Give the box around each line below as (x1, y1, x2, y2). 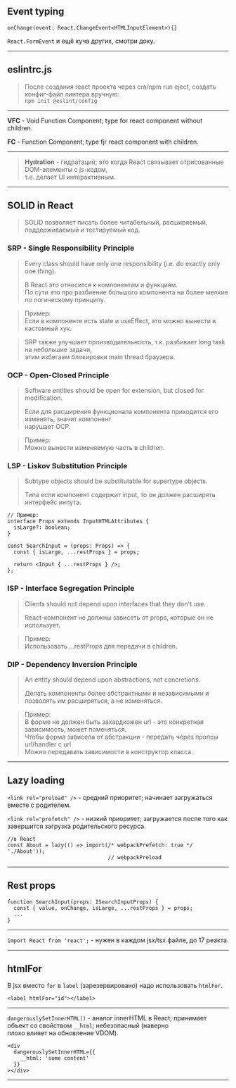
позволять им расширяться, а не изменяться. (24, 696, 163, 705)
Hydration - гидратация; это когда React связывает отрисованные (24, 158, 224, 166)
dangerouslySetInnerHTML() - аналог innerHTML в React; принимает (7, 1014, 207, 1023)
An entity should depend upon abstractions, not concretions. (24, 675, 201, 684)
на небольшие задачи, (24, 345, 93, 354)
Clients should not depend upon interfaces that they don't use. (24, 599, 206, 608)
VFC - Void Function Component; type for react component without (7, 116, 203, 125)
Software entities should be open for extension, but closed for (24, 387, 204, 395)
